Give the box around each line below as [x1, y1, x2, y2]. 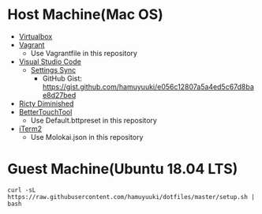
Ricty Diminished [18, 99, 74, 108]
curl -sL [7, 186, 36, 194]
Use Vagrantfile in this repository [30, 48, 137, 58]
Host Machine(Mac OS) [7, 6, 163, 24]
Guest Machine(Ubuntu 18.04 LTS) [7, 160, 238, 178]
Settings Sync [30, 65, 77, 74]
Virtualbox [18, 32, 53, 41]
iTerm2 [18, 124, 43, 133]
